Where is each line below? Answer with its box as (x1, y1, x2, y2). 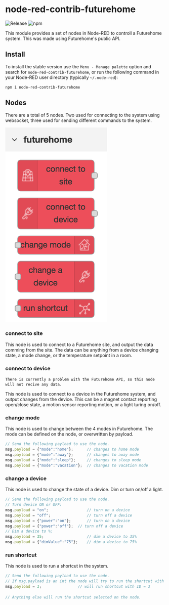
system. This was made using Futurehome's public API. (5, 35, 120, 41)
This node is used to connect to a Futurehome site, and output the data (5, 341, 153, 348)
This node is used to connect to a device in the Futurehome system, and (5, 391, 156, 397)
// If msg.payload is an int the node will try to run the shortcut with (5, 579, 164, 584)
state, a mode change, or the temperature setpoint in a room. (5, 352, 133, 358)
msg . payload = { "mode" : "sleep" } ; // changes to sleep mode (5, 458, 142, 463)
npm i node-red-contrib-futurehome (5, 84, 80, 90)
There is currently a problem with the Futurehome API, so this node (5, 377, 155, 382)
